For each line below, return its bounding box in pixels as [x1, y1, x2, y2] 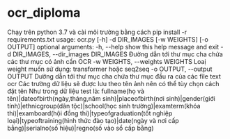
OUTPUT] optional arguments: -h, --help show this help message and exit [7, 42, 220, 51]
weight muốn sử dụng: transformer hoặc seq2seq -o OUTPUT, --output [7, 65, 213, 73]
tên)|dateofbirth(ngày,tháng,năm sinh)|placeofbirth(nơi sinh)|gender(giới [7, 94, 216, 102]
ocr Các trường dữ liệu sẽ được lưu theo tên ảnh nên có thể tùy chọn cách [7, 79, 220, 88]
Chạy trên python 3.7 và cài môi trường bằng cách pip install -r [7, 28, 187, 36]
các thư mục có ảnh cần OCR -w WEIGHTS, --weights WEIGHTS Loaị [7, 57, 207, 65]
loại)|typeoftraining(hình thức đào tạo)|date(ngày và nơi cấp [7, 116, 179, 124]
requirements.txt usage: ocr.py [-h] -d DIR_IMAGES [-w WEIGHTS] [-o [7, 35, 209, 43]
